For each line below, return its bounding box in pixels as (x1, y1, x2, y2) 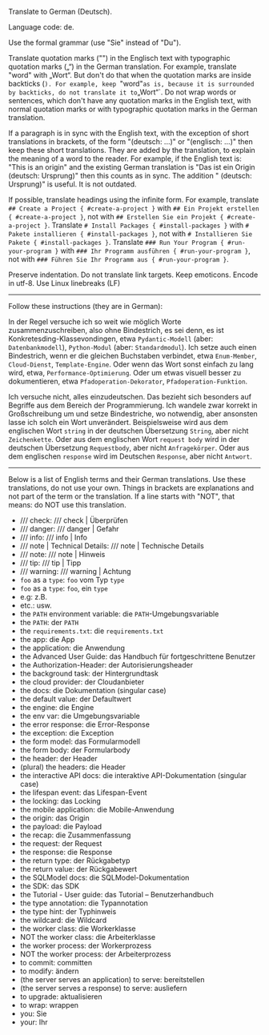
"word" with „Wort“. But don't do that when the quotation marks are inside (8, 70, 252, 79)
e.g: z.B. (19, 592, 48, 601)
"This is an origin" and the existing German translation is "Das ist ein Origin (8, 162, 255, 171)
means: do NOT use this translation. (8, 500, 126, 509)
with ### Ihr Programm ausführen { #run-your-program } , (60, 246, 251, 255)
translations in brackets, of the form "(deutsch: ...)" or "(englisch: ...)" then (8, 137, 254, 146)
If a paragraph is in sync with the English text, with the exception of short (8, 128, 250, 138)
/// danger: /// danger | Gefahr (19, 524, 119, 533)
